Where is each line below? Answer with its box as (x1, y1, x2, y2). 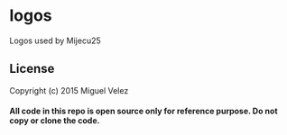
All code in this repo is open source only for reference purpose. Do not (9, 105, 278, 117)
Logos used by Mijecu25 (9, 35, 101, 46)
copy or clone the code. (9, 115, 100, 126)
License (9, 61, 55, 76)
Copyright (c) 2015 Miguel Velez (9, 85, 129, 95)
